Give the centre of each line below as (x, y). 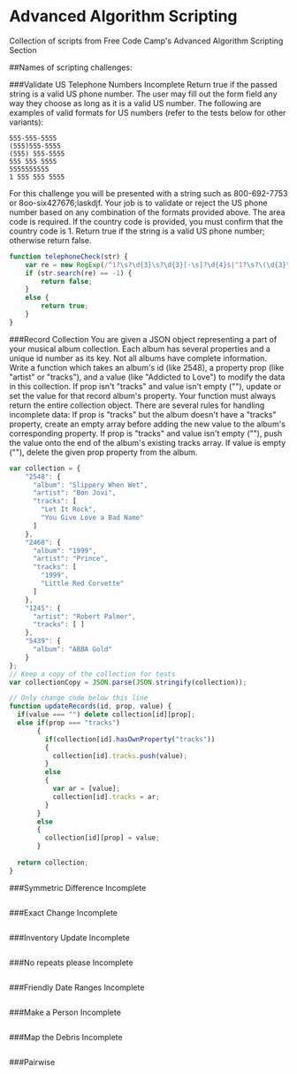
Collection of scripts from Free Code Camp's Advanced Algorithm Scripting (146, 41)
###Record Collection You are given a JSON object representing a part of (143, 339)
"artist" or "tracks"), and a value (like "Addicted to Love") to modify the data (147, 377)
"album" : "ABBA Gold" (72, 649)
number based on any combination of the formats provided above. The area (147, 212)
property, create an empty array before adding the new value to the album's (147, 424)
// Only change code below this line (79, 698)
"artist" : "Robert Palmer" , (84, 617)
